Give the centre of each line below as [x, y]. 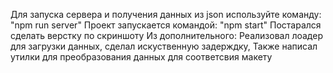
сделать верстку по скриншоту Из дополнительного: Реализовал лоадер [166, 35]
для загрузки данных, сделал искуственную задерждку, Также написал [164, 46]
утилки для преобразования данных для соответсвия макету [141, 57]
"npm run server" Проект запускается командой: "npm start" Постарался [166, 25]
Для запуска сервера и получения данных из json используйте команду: [166, 14]
